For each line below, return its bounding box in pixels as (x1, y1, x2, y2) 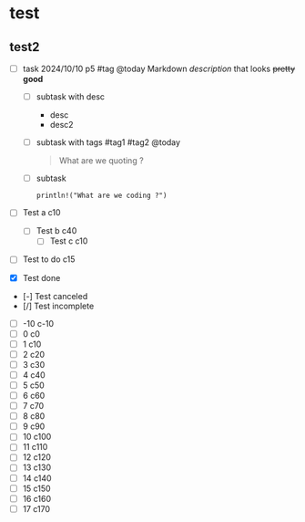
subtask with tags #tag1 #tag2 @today (36, 137, 180, 148)
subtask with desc (36, 91, 106, 102)
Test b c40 (36, 225, 77, 236)
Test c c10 (49, 235, 88, 246)
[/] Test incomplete (22, 300, 95, 311)
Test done (22, 272, 61, 283)
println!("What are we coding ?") (36, 191, 168, 201)
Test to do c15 (22, 254, 76, 265)
